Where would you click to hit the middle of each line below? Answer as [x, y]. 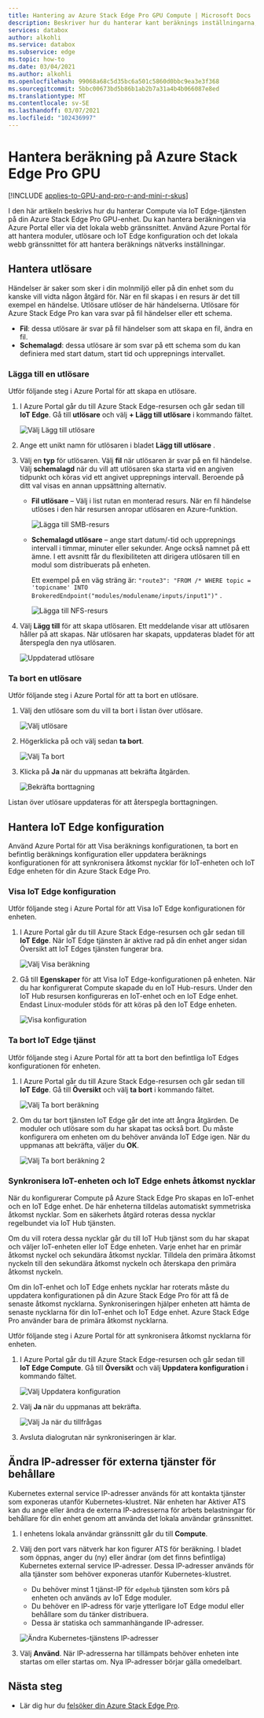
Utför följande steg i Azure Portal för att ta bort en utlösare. [103, 696]
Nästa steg [35, 1686]
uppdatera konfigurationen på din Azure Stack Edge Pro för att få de [119, 1295]
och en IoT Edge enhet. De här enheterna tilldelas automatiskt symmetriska [130, 1206]
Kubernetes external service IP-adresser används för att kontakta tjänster [127, 1493]
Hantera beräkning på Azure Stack [123, 157]
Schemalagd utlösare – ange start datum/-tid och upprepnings [133, 540]
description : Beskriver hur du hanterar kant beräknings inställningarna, [133, 23]
